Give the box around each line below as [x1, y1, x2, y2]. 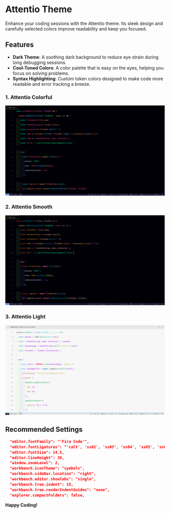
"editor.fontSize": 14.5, [10, 450, 65, 455]
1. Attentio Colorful [5, 93, 53, 101]
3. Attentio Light [5, 313, 46, 320]
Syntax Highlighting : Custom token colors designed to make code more [12, 75, 163, 82]
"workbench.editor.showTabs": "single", [10, 476, 96, 482]
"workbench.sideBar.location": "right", [10, 471, 96, 476]
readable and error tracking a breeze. [12, 81, 91, 87]
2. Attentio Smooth [5, 203, 53, 210]
